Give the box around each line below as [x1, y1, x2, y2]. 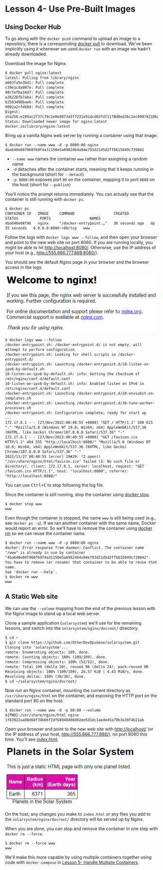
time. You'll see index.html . [5, 736, 59, 742]
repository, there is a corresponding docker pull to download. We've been [5, 41, 152, 47]
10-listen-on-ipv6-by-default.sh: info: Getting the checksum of [5, 372, 140, 377]
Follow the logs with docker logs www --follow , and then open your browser [5, 234, 158, 240]
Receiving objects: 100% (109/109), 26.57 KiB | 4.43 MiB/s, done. [5, 669, 145, 674]
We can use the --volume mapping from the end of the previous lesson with [5, 605, 156, 611]
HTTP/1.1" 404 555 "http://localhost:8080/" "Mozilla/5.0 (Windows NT [5, 440, 151, 445]
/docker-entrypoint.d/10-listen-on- [77, 362, 151, 367]
